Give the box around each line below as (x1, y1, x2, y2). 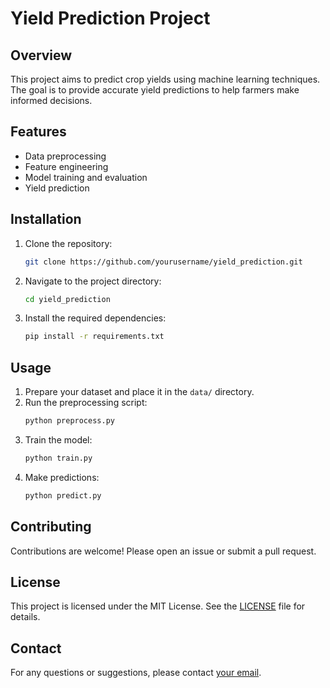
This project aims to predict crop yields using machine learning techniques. (10, 73, 321, 85)
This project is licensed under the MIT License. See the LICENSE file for (10, 600, 306, 612)
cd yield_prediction (24, 294, 111, 304)
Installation (10, 211, 82, 228)
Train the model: (24, 433, 93, 446)
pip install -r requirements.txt (24, 332, 165, 342)
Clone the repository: (24, 237, 113, 249)
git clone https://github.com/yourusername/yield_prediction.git (24, 257, 303, 267)
